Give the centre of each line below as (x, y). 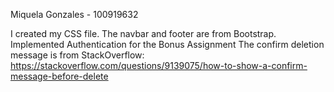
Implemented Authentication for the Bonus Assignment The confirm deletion (167, 44)
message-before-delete (59, 76)
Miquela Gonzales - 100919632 (74, 14)
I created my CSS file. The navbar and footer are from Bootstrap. (143, 33)
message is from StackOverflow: (77, 55)
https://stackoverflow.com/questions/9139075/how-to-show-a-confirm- (159, 65)
